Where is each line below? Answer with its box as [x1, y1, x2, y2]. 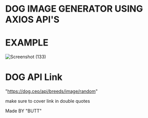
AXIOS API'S [5, 14, 60, 25]
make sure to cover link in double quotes [5, 98, 90, 104]
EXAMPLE [5, 37, 49, 49]
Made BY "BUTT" [5, 108, 42, 114]
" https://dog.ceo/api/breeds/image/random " [5, 88, 98, 94]
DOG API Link [5, 71, 63, 83]
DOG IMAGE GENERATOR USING [5, 3, 143, 15]
